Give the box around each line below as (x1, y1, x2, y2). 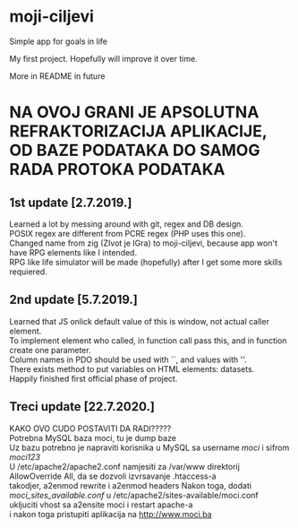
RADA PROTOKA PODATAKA (9, 160, 226, 180)
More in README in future (9, 70, 106, 82)
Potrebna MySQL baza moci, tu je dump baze (9, 432, 177, 443)
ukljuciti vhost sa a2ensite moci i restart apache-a (9, 499, 193, 510)
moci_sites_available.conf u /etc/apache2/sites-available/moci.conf (9, 489, 260, 500)
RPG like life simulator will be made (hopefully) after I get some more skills (9, 256, 283, 267)
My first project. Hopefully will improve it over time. (9, 53, 199, 64)
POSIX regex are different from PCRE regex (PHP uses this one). (9, 228, 246, 238)
